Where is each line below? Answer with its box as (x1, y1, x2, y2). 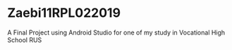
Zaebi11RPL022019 (7, 5, 121, 21)
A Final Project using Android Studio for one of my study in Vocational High (7, 28, 226, 37)
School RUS (7, 35, 42, 44)
